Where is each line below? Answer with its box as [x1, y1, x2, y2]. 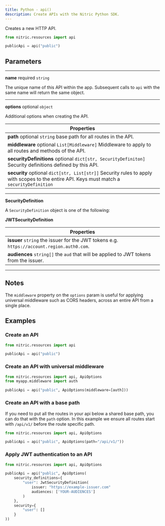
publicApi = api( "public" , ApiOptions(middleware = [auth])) [5, 388, 129, 393]
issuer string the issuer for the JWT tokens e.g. [7, 237, 118, 244]
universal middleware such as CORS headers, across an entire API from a [5, 297, 154, 303]
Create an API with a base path [5, 399, 80, 406]
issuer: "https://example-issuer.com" [31, 485, 111, 490]
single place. [5, 302, 31, 308]
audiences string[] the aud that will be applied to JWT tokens [7, 251, 151, 258]
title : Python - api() [5, 7, 52, 12]
